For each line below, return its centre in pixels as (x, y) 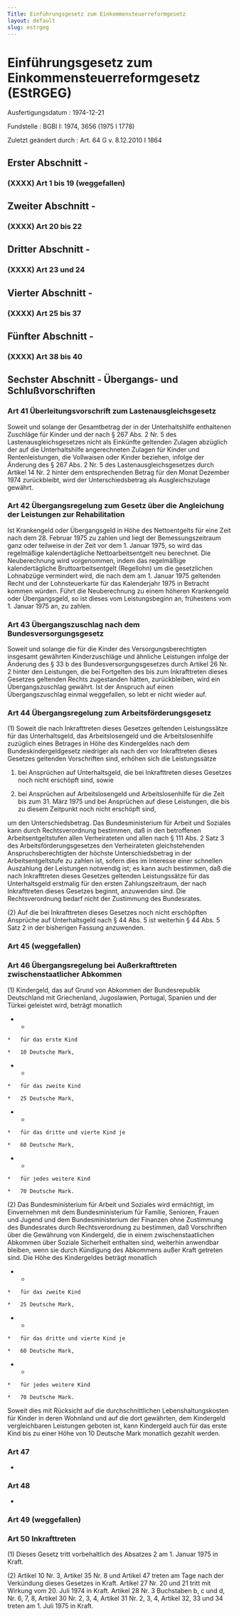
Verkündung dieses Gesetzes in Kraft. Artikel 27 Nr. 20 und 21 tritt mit (109, 1583)
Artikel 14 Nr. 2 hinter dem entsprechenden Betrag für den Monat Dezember (118, 472)
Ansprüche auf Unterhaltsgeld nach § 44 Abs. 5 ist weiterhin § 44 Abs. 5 (114, 920)
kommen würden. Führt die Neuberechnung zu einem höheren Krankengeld (118, 591)
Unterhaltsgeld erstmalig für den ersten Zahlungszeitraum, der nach (107, 884)
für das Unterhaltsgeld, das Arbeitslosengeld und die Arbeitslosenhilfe (110, 736)
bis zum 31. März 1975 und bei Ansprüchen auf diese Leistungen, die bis (123, 802)
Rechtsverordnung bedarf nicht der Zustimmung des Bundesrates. (105, 899)
